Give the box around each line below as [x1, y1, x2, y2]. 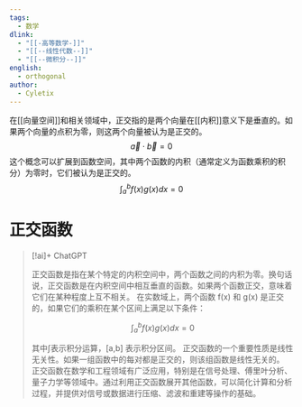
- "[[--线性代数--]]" [17, 47, 93, 56]
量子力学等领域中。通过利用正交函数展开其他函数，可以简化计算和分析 [31, 376, 293, 388]
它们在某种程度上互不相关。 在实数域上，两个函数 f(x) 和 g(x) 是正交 [31, 291, 284, 302]
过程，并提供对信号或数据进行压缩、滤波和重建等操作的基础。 [31, 388, 261, 399]
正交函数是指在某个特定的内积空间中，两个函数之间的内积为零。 [31, 268, 269, 280]
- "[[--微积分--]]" [17, 55, 87, 64]
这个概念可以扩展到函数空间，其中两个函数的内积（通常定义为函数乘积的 [9, 155, 278, 167]
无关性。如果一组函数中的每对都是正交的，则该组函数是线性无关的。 [31, 354, 285, 365]
